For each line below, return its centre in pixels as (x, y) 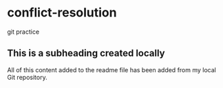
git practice (23, 32)
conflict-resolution (62, 13)
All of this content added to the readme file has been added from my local (112, 69)
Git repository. (27, 77)
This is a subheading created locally (86, 53)
